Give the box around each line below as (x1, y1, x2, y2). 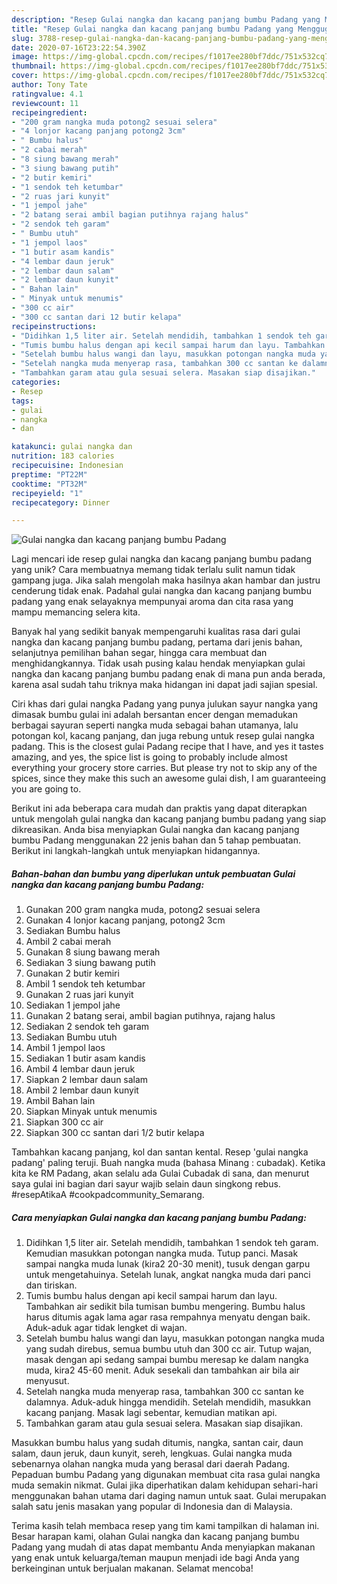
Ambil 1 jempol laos (25, 1042, 106, 1054)
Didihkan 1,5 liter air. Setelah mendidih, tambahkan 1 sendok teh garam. (25, 1237, 319, 1249)
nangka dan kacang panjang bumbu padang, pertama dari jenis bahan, (11, 636, 303, 648)
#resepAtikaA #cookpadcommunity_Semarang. (11, 1189, 205, 1201)
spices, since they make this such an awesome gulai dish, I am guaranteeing (11, 772, 327, 785)
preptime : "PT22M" (11, 469, 88, 480)
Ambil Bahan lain (25, 1095, 96, 1107)
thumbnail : (11, 61, 57, 71)
